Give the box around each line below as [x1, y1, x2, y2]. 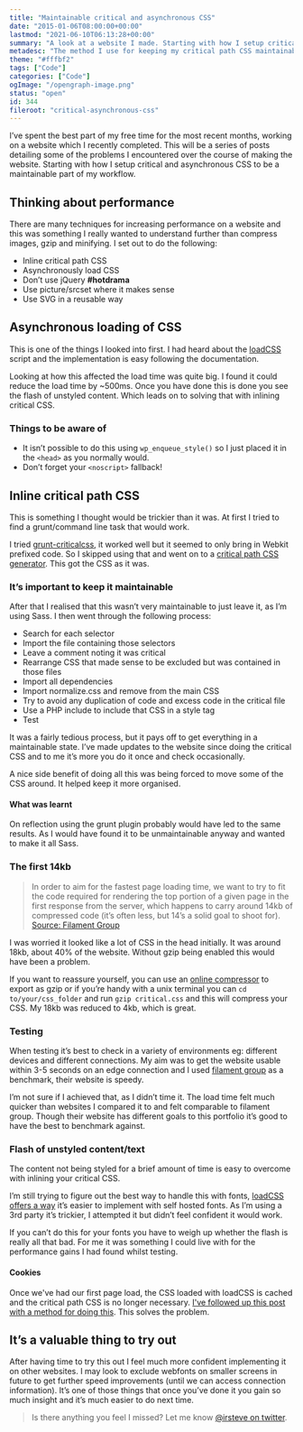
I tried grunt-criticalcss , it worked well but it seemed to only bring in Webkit [9, 539, 289, 550]
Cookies [9, 1267, 41, 1278]
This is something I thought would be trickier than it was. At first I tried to [9, 512, 280, 522]
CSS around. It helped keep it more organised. [9, 778, 181, 790]
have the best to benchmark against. [9, 1121, 146, 1132]
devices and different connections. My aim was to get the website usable [9, 1055, 281, 1066]
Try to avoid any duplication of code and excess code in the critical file [22, 696, 286, 707]
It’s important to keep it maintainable [9, 580, 174, 593]
